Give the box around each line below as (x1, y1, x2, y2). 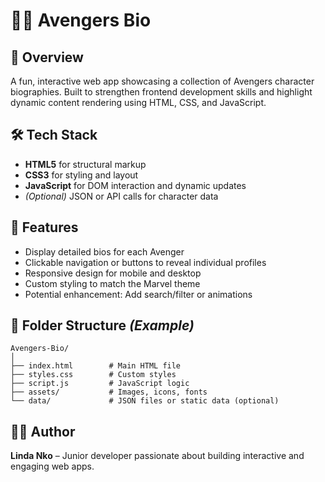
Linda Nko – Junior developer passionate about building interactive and (10, 450, 305, 462)
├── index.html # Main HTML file (10, 361, 182, 371)
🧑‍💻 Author (10, 423, 76, 440)
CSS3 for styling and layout (24, 169, 139, 181)
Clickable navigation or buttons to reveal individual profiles (24, 256, 267, 268)
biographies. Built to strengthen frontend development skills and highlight (10, 86, 313, 98)
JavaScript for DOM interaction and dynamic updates (24, 179, 247, 191)
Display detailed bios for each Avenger (24, 245, 185, 258)
